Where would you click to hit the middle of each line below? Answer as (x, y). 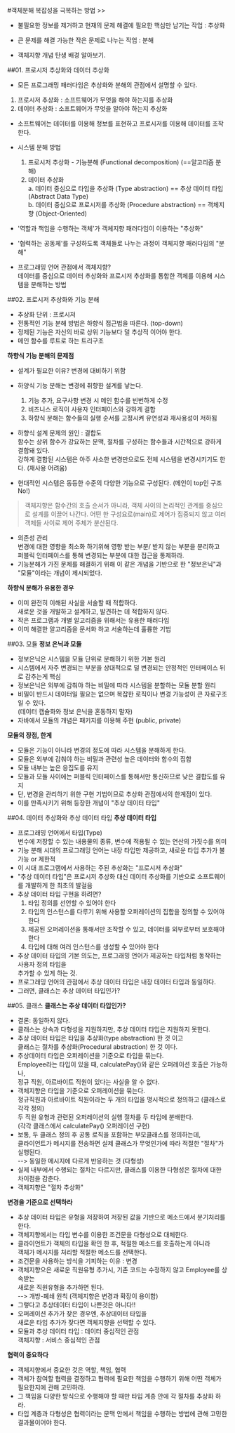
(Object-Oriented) (61, 213)
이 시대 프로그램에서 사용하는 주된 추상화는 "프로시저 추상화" (100, 868)
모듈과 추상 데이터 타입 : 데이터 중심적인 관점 (78, 1331)
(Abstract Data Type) (58, 196)
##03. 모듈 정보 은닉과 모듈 (45, 644)
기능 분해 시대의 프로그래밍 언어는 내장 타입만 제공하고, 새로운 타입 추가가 (117, 850)
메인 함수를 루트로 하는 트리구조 (60, 341)
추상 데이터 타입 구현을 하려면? (59, 894)
